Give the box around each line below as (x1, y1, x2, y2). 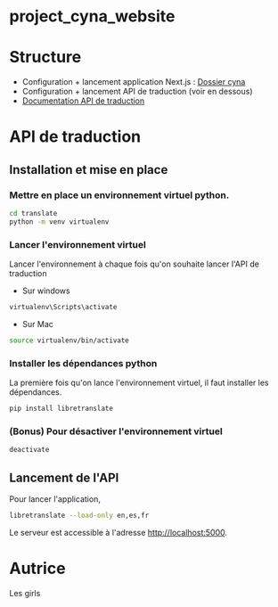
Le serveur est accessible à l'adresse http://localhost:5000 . (9, 527, 228, 537)
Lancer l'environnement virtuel (9, 238, 147, 250)
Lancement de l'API (9, 470, 119, 485)
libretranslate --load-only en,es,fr (9, 511, 150, 520)
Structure (9, 47, 82, 68)
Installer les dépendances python (9, 357, 158, 369)
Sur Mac (21, 318, 53, 329)
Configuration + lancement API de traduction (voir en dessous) (21, 86, 253, 97)
